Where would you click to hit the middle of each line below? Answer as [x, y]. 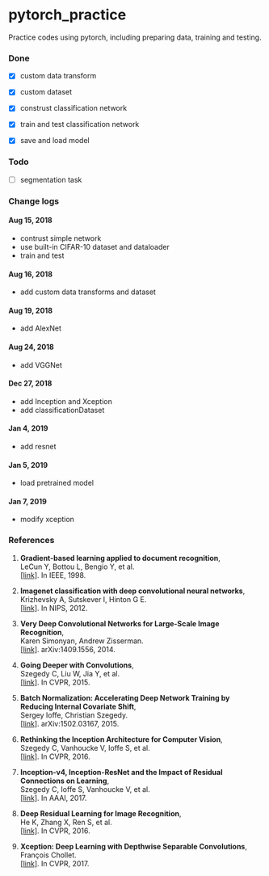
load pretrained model [57, 483]
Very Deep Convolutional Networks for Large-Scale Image [120, 623]
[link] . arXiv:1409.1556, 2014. [67, 649]
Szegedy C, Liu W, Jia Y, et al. [69, 673]
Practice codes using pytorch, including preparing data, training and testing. [135, 37]
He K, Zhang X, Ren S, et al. [66, 822]
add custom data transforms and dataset [88, 292]
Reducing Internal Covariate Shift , [78, 706]
